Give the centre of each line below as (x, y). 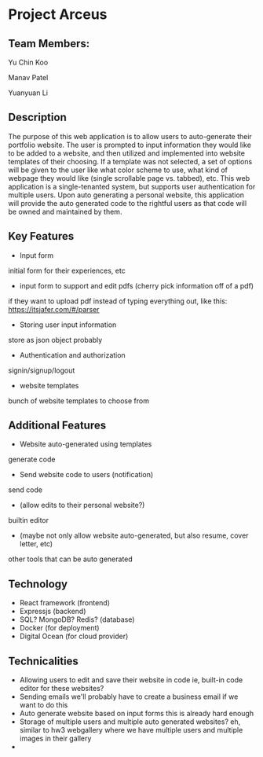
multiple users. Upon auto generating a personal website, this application (126, 195)
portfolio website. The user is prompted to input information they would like (130, 145)
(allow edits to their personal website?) (82, 505)
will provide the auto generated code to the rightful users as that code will (128, 203)
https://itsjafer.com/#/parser (54, 309)
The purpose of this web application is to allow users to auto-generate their (130, 136)
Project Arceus (58, 15)
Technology (38, 584)
